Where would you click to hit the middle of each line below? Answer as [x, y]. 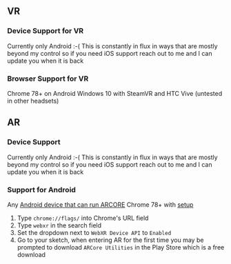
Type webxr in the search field [59, 225]
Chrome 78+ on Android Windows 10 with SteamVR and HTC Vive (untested [115, 93]
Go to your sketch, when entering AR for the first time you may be [110, 240]
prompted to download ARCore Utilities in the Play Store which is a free [121, 247]
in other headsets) [33, 101]
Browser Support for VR [48, 79]
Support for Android [41, 190]
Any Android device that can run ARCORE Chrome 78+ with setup [100, 204]
